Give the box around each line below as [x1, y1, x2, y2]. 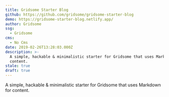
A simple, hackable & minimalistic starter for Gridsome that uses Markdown [5, 82, 161, 88]
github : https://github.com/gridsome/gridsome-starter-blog [5, 12, 134, 17]
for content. [5, 87, 30, 93]
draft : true [5, 68, 30, 73]
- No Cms [10, 40, 28, 45]
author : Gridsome [5, 21, 42, 27]
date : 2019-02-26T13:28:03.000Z [5, 45, 73, 50]
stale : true [5, 63, 30, 68]
